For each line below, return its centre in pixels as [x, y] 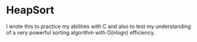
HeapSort [30, 10]
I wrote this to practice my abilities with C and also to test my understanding [98, 26]
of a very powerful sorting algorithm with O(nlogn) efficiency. [81, 32]
